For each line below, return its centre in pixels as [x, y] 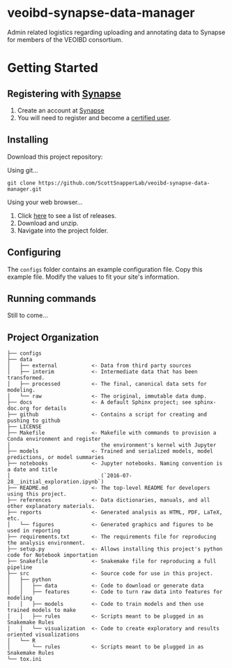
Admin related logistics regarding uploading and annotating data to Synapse [116, 32]
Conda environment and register [54, 439]
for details [50, 409]
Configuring [34, 253]
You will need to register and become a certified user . [94, 117]
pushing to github [34, 421]
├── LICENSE [24, 427]
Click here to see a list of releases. [67, 215]
